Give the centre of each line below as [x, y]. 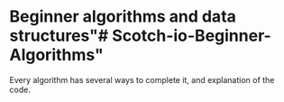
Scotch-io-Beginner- [192, 36]
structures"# [59, 36]
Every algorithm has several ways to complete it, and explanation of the [142, 79]
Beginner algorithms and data [123, 17]
